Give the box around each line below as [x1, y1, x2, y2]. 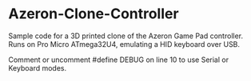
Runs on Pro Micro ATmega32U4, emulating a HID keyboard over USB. [8, 39, 241, 48]
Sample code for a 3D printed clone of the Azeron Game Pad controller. [8, 31, 244, 40]
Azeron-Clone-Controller [8, 5, 179, 23]
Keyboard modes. [8, 63, 67, 72]
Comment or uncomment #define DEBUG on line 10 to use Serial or [8, 55, 229, 64]
